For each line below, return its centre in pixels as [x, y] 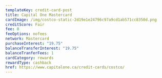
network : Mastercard [27, 39]
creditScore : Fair [25, 24]
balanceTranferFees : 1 [29, 53]
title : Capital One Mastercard [39, 15]
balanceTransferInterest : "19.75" [42, 48]
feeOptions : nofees [26, 34]
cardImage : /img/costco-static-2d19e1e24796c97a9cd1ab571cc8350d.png [81, 19]
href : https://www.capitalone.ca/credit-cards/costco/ [65, 67]
